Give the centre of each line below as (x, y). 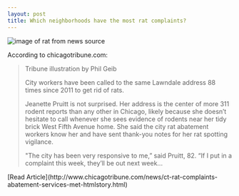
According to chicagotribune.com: (58, 55)
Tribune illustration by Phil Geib (71, 68)
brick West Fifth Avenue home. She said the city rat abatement (117, 126)
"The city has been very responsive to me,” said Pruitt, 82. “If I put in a (128, 155)
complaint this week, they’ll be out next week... (93, 163)
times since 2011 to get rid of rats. (75, 90)
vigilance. (39, 141)
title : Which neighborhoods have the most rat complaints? (97, 21)
